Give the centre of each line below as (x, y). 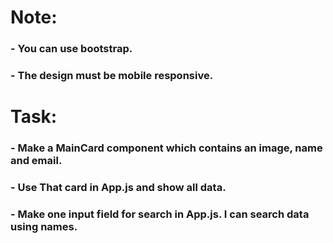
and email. (36, 161)
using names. (44, 226)
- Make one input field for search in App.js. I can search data (160, 214)
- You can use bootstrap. (71, 49)
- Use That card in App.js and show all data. (118, 188)
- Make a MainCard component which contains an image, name (166, 148)
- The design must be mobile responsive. (112, 76)
